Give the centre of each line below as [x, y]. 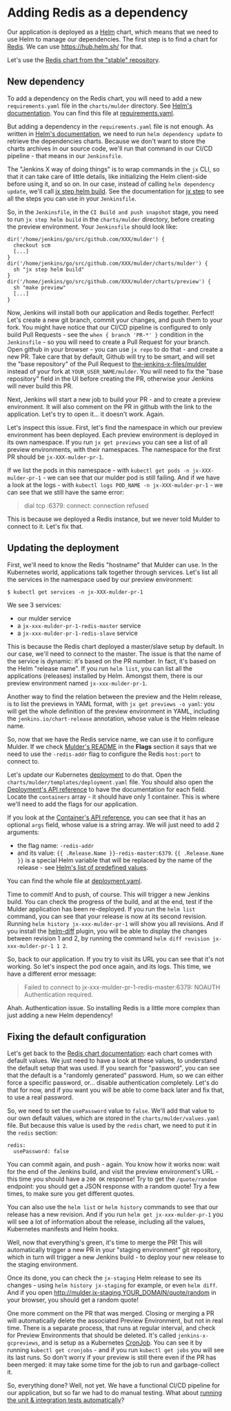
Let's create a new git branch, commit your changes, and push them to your [115, 320]
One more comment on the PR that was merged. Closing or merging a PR [111, 1314]
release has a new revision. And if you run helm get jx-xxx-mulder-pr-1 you [115, 1215]
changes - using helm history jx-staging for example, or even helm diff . [112, 1285]
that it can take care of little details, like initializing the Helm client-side [107, 176]
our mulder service [44, 618]
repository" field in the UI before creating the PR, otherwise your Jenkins [110, 379]
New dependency [46, 82]
